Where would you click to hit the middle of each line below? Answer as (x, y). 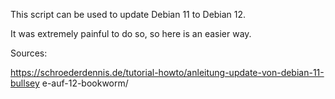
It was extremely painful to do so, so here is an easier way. (131, 33)
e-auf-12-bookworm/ (85, 83)
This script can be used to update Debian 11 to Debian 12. (128, 14)
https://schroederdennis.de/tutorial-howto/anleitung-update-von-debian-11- (167, 72)
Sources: (29, 53)
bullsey (25, 83)
